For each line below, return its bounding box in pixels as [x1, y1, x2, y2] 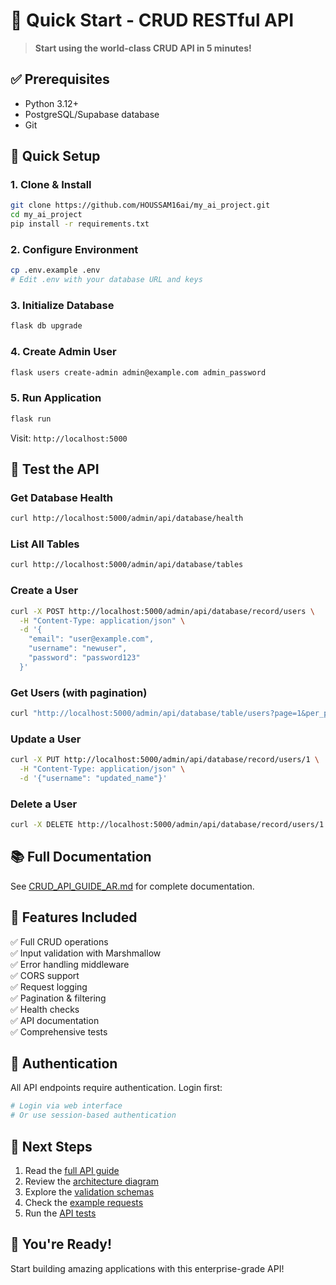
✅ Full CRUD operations [10, 935, 109, 948]
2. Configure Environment [10, 242, 139, 256]
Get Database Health [10, 490, 114, 504]
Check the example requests [24, 1197, 144, 1209]
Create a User [10, 584, 79, 598]
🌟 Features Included [10, 909, 138, 926]
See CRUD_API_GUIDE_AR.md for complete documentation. [10, 880, 255, 892]
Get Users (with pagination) [10, 685, 148, 699]
